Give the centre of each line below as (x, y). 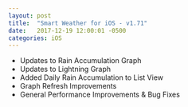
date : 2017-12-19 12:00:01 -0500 (67, 30)
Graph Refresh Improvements (68, 86)
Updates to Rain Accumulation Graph (80, 61)
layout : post (30, 16)
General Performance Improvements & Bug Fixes (100, 95)
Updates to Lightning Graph (65, 69)
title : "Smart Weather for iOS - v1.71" (78, 23)
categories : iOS (35, 38)
